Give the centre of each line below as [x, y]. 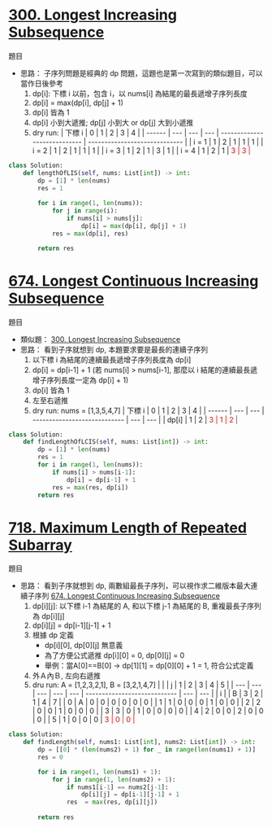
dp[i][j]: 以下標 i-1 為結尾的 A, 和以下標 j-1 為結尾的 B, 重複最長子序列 [147, 606]
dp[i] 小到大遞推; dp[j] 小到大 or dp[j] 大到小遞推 [113, 122]
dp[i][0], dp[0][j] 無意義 [84, 646]
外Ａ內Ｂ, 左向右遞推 [67, 676]
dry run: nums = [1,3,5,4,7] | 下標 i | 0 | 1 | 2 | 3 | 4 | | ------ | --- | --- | [148, 410]
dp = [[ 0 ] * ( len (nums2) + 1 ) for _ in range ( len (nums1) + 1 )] [147, 750]
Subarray [41, 545]
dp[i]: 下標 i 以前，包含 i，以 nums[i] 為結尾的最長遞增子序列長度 [140, 93]
